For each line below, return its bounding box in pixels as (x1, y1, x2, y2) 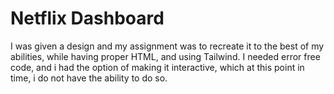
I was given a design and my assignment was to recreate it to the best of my (10, 40, 325, 52)
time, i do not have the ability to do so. (10, 72, 168, 84)
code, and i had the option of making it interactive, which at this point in (10, 61, 305, 73)
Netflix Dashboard (10, 7, 165, 30)
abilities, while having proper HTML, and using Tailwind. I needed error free (10, 50, 321, 62)
